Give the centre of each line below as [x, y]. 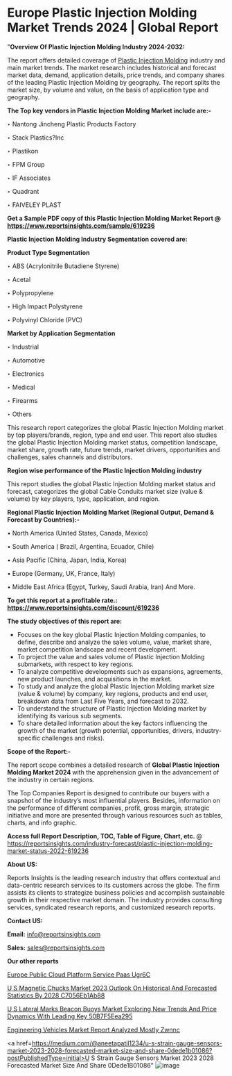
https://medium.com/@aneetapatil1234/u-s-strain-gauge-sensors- [127, 1043]
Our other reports [33, 961]
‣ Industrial [23, 347]
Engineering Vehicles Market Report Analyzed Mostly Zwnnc [93, 1029]
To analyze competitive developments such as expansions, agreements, [120, 671]
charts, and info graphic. [42, 822]
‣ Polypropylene [30, 292]
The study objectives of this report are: [65, 621]
